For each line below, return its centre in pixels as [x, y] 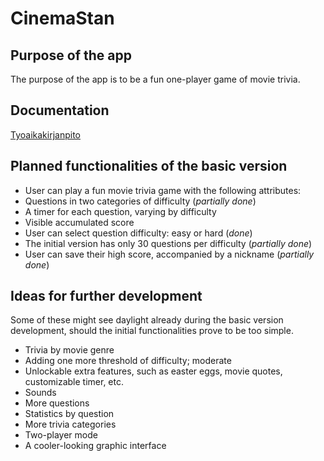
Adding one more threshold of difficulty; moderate [128, 361]
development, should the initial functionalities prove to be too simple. [152, 331]
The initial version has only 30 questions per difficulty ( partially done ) [168, 243]
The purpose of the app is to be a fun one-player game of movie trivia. [155, 79]
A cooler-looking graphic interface [95, 446]
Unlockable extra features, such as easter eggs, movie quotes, [153, 371]
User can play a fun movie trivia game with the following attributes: [163, 190]
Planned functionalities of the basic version [149, 166]
